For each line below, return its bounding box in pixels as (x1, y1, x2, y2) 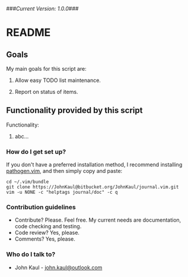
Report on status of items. (14, 89, 78, 95)
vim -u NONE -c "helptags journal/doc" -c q (6, 190, 118, 196)
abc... (14, 133, 29, 140)
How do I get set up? (6, 147, 66, 156)
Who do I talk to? (6, 250, 56, 259)
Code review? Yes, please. (14, 229, 80, 237)
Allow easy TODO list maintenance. (14, 77, 101, 84)
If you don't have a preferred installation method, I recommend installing (6, 161, 183, 168)
